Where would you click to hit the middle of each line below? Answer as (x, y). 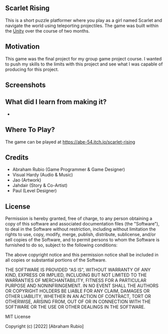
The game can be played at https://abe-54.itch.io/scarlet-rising (70, 141)
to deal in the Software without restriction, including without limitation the (80, 229)
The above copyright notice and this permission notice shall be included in (82, 255)
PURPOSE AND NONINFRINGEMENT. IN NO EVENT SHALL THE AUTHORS (82, 286)
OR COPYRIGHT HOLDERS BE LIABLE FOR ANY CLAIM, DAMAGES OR (77, 291)
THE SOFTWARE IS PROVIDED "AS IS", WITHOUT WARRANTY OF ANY (78, 270)
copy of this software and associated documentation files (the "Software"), (82, 224)
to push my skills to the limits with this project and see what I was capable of (84, 64)
